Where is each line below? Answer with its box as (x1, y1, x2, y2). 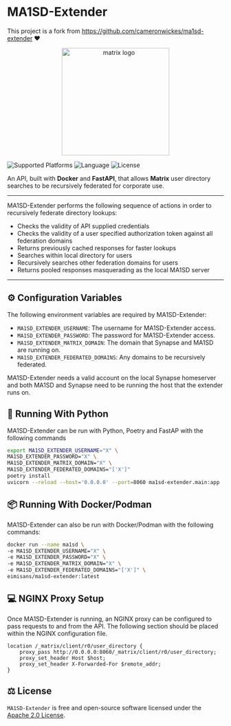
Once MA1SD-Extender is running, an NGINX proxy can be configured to (7, 615, 212, 623)
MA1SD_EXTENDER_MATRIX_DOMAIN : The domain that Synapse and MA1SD (16, 338, 214, 346)
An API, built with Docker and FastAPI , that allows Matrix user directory (7, 174, 211, 182)
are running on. (16, 345, 60, 354)
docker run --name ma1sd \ (7, 541, 85, 548)
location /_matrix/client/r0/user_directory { (7, 642, 143, 650)
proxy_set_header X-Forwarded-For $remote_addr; (19, 661, 162, 668)
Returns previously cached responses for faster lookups (16, 243, 177, 252)
